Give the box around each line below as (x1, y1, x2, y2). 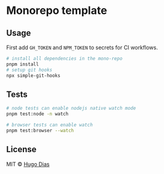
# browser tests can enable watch (6, 122, 93, 128)
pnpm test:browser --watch (6, 127, 74, 133)
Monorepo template (6, 4, 107, 18)
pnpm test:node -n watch (6, 111, 69, 117)
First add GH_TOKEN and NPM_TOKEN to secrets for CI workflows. (6, 44, 158, 51)
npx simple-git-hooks (6, 72, 61, 79)
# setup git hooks (6, 67, 52, 73)
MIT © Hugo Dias (6, 160, 50, 167)
